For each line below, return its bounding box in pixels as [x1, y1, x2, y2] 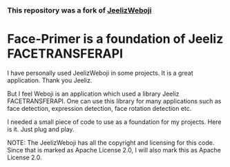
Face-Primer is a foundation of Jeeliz [7, 31, 224, 47]
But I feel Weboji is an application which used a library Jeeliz [7, 89, 180, 98]
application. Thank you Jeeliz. [7, 76, 93, 85]
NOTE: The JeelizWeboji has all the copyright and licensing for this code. [7, 138, 215, 147]
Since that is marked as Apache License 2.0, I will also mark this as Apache [7, 146, 221, 154]
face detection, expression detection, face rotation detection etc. [7, 104, 192, 112]
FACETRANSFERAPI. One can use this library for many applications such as [7, 96, 222, 105]
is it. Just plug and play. [7, 125, 75, 133]
